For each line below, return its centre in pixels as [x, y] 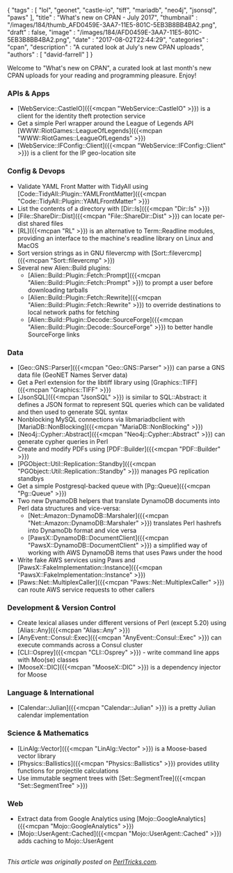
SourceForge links [54, 334]
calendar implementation [53, 715]
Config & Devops [36, 171]
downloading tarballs [58, 290]
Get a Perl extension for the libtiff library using [83, 382]
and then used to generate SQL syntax [72, 412]
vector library [37, 756]
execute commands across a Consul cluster [80, 645]
